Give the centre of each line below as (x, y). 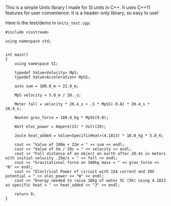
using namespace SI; (36, 64)
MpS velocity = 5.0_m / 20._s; (48, 95)
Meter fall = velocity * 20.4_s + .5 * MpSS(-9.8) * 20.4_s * (82, 104)
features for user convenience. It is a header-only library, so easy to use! (82, 13)
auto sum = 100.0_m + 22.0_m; (47, 86)
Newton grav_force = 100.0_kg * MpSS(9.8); (62, 118)
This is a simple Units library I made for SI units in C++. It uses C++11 (78, 7)
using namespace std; (28, 41)
